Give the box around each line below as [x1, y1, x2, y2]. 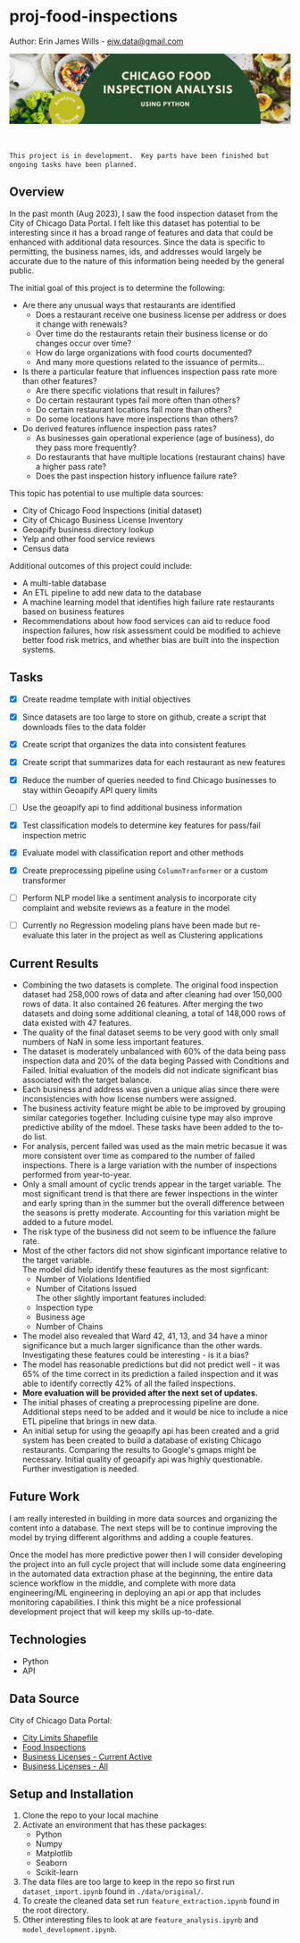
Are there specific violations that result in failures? [35, 385, 221, 396]
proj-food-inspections [9, 6, 179, 27]
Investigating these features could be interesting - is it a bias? [21, 1350, 249, 1361]
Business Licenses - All [21, 1761, 109, 1772]
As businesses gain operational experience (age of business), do [35, 432, 275, 443]
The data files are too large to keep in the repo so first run [21, 1877, 235, 1888]
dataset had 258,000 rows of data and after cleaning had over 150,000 [21, 989, 283, 1000]
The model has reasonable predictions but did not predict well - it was [21, 1359, 280, 1370]
